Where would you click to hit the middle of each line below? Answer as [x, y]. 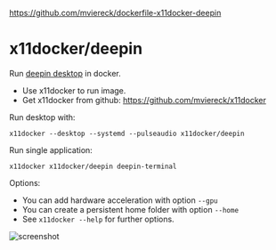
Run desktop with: [42, 117]
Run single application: [51, 149]
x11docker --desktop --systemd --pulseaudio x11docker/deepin [127, 133]
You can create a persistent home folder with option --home [130, 209]
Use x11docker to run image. [74, 90]
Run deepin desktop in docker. [65, 73]
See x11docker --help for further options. [98, 219]
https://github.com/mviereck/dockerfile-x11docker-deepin [115, 13]
